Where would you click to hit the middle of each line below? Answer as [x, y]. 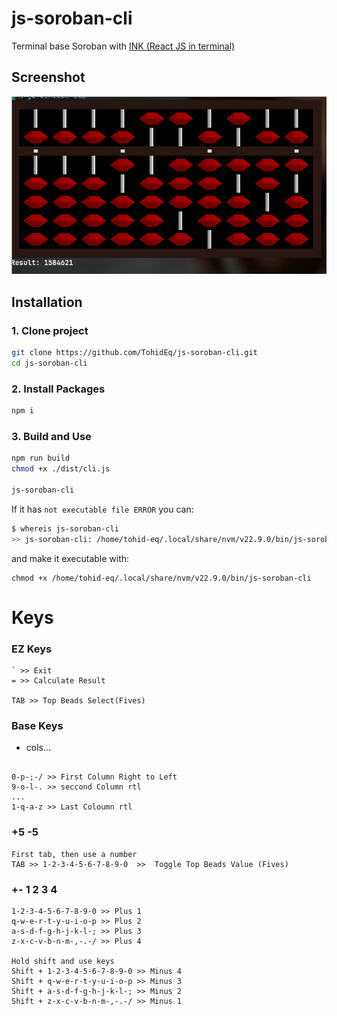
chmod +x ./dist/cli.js [61, 469]
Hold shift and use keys [63, 961]
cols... [38, 748]
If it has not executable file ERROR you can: [102, 509]
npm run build [41, 458]
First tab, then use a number [74, 854]
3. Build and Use [51, 436]
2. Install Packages [58, 389]
